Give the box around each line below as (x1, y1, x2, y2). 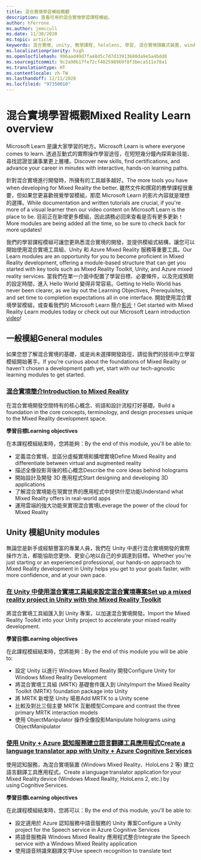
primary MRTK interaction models (14, 709, 98, 716)
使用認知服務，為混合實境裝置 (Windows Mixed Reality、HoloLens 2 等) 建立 (6, 761, 194, 768)
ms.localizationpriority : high (6, 48, 84, 54)
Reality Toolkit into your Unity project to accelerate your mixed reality (6, 617, 176, 624)
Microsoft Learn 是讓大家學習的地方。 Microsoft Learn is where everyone (6, 142, 185, 150)
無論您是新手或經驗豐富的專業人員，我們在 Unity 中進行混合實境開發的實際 (6, 544, 190, 551)
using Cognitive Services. (6, 781, 69, 789)
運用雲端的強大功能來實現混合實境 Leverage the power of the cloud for (14, 502, 188, 509)
